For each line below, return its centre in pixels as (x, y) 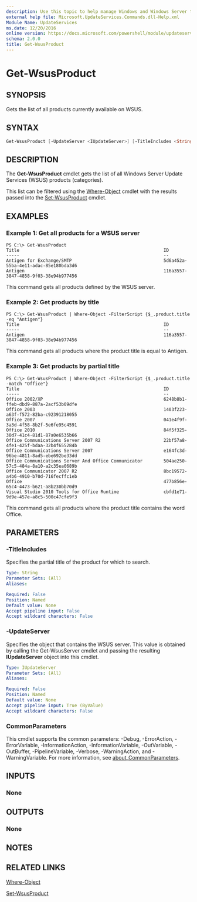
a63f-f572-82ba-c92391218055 (42, 415)
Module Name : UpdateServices (42, 22)
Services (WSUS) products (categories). (55, 180)
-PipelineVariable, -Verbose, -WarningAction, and (91, 751)
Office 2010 (21, 430)
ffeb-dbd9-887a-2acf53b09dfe (42, 404)
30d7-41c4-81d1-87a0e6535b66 (42, 435)
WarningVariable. (27, 757)
